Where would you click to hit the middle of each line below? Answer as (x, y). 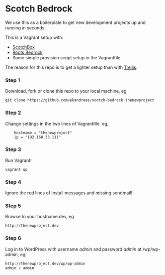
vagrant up (16, 169)
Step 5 (13, 206)
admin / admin (20, 268)
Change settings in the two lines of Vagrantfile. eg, (57, 124)
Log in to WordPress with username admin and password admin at (73, 249)
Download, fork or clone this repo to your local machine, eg (66, 91)
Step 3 (13, 149)
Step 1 (13, 80)
